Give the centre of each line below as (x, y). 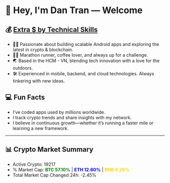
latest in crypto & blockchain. (43, 50)
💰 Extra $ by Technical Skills (51, 30)
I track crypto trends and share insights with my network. (72, 117)
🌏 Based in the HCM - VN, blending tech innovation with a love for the (86, 61)
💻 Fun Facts (25, 97)
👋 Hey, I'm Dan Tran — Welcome (74, 10)
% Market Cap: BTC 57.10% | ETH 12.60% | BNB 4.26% (71, 169)
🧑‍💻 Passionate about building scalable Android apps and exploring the (86, 44)
